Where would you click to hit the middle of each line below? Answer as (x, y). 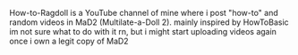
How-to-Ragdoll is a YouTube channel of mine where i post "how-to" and (144, 13)
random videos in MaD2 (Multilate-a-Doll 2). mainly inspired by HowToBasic (149, 22)
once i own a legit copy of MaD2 (69, 41)
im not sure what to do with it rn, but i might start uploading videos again (143, 31)
